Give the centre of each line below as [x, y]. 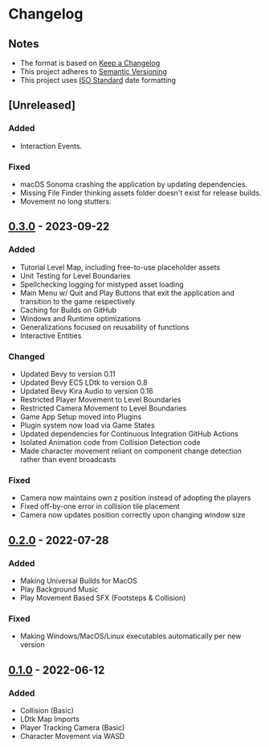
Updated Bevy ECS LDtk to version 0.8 [84, 382]
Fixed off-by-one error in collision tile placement [100, 506]
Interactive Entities [51, 336]
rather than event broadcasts [68, 459]
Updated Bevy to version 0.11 [67, 373]
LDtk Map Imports [50, 719]
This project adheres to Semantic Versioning [93, 72]
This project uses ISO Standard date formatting [98, 80]
